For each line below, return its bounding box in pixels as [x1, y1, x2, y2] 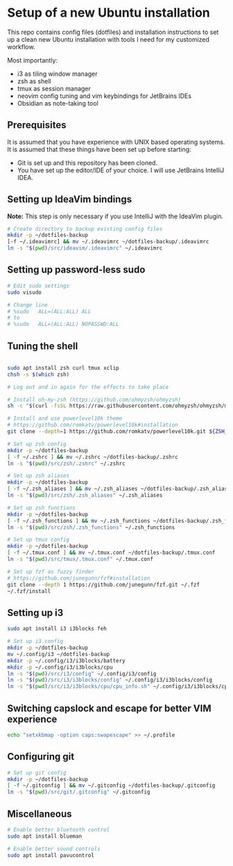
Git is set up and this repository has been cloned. [17, 158, 158, 167]
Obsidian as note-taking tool [17, 99, 98, 107]
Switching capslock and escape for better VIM [7, 702, 212, 714]
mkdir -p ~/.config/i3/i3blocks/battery [7, 657, 126, 664]
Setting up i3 [7, 607, 64, 619]
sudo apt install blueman [7, 833, 82, 840]
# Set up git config [7, 769, 67, 776]
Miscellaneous [7, 808, 72, 819]
